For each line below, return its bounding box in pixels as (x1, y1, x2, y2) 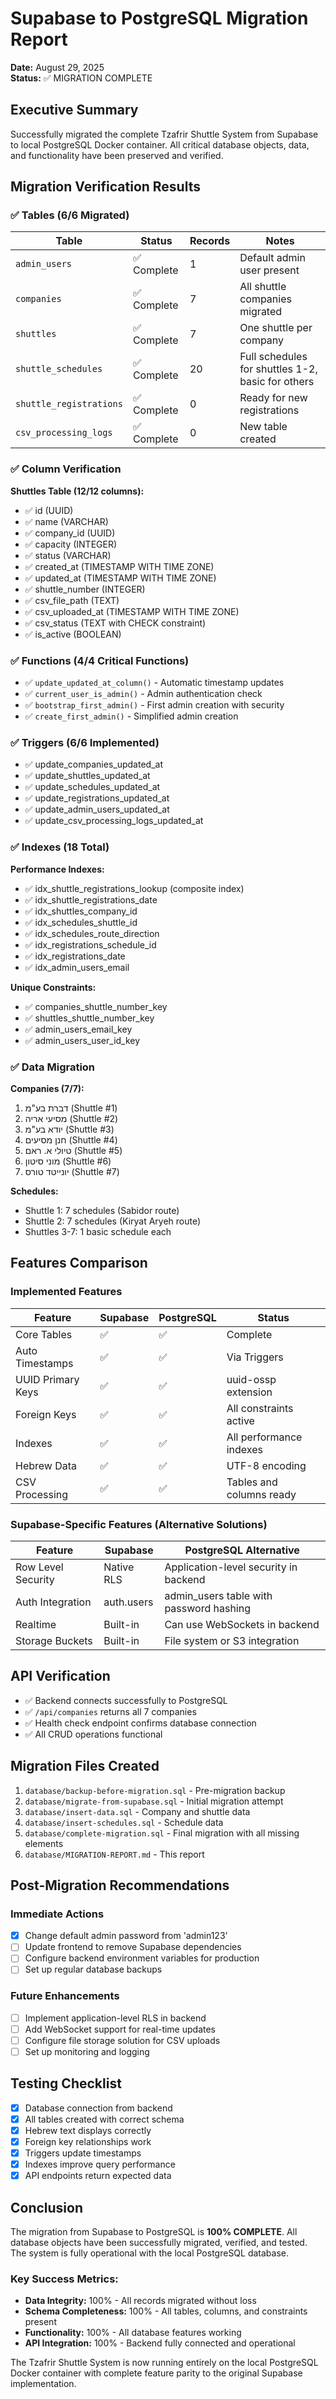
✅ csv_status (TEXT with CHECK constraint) (24, 617, 207, 629)
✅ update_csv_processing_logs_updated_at (24, 815, 204, 827)
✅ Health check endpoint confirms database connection (24, 1717, 257, 1729)
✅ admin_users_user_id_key (24, 1034, 141, 1046)
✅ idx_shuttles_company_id (24, 905, 138, 917)
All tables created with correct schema (24, 2113, 185, 2125)
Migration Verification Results (10, 178, 201, 196)
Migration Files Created (10, 1758, 160, 1775)
